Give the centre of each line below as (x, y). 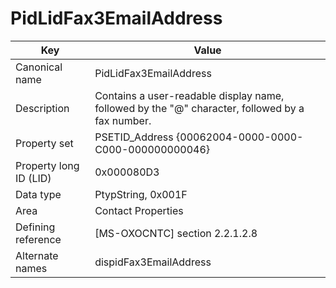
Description (42, 108)
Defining (35, 227)
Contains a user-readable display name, (189, 95)
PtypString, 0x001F (141, 194)
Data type (38, 194)
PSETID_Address (134, 137)
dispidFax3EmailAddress (153, 262)
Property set (44, 143)
